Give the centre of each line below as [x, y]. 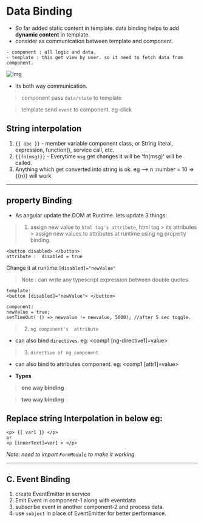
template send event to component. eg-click [76, 109]
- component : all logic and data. [51, 52]
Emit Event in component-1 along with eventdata [76, 500]
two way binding [42, 399]
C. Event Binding [39, 479]
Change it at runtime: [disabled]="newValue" [61, 268]
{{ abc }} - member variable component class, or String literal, [94, 143]
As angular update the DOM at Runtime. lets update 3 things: [91, 215]
